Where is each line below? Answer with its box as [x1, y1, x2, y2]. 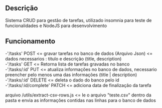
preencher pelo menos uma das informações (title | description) [5, 71, 137, 77]
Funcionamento [5, 37, 56, 45]
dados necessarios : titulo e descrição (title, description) [5, 55, 122, 61]
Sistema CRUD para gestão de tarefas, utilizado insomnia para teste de [5, 17, 152, 23]
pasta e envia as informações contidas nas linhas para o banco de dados [5, 97, 156, 103]
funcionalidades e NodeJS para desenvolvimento [5, 22, 107, 28]
